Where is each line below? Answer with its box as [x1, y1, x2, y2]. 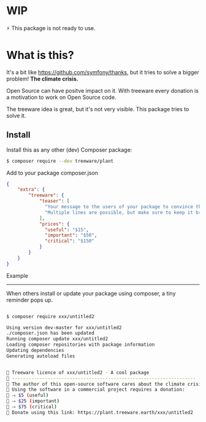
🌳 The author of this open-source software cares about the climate [6, 381, 185, 387]
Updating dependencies [6, 348, 64, 354]
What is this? [6, 49, 75, 62]
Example [6, 272, 29, 279]
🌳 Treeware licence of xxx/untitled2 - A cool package [6, 369, 150, 375]
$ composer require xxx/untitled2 [6, 313, 95, 319]
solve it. [6, 112, 26, 119]
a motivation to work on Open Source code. [6, 93, 116, 101]
